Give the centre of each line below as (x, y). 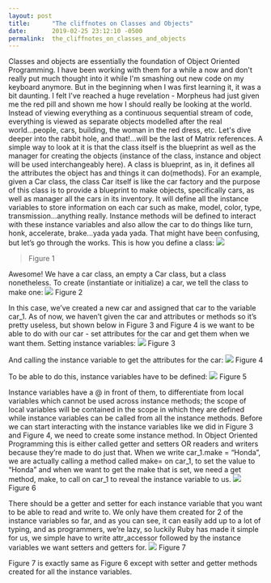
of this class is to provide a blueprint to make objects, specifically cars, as (131, 190)
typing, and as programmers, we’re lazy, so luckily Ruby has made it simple (133, 530)
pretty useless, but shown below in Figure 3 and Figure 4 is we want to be (131, 325)
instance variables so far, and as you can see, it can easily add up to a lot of (135, 521)
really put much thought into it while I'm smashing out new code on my (126, 78)
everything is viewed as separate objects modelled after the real (115, 121)
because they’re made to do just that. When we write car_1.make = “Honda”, (135, 453)
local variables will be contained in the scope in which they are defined (127, 410)
